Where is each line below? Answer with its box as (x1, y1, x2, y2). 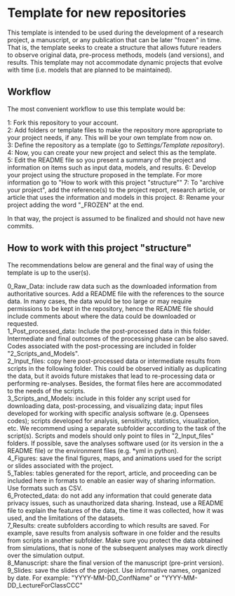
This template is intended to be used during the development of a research (7, 28, 224, 37)
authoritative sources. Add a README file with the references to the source (7, 289, 224, 298)
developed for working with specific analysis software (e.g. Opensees (7, 409, 209, 417)
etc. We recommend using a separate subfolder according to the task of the (7, 424, 227, 432)
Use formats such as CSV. (7, 483, 83, 492)
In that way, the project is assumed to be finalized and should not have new (7, 214, 225, 222)
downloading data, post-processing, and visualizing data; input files (7, 401, 203, 410)
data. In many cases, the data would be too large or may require (7, 297, 192, 305)
